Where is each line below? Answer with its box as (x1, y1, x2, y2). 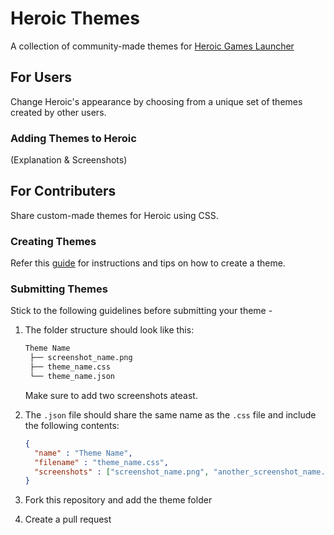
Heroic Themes (10, 7, 140, 30)
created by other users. (10, 106, 107, 118)
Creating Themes (10, 234, 97, 248)
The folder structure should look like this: (24, 324, 195, 336)
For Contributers (10, 183, 117, 200)
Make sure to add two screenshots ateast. (24, 389, 198, 401)
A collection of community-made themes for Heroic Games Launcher (10, 40, 295, 52)
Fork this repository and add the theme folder (24, 494, 213, 506)
